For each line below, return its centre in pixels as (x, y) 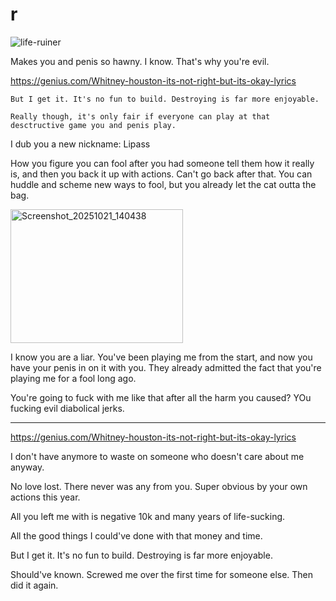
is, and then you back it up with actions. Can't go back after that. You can (161, 174)
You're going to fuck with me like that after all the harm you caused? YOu (161, 397)
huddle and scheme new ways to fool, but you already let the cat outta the (163, 184)
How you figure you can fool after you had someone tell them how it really (162, 163)
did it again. (34, 585)
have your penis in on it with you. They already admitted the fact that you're (166, 367)
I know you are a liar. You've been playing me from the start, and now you (161, 357)
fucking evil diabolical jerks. (67, 408)
